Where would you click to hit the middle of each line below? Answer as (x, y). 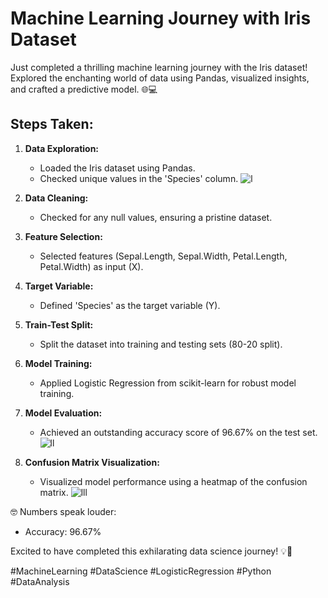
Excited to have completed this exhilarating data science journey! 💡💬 (151, 551)
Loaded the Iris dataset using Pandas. (117, 168)
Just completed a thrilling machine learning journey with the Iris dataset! (159, 67)
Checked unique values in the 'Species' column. (139, 178)
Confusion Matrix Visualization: (92, 462)
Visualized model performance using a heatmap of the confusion (173, 481)
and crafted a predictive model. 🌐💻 (84, 89)
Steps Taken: (52, 124)
